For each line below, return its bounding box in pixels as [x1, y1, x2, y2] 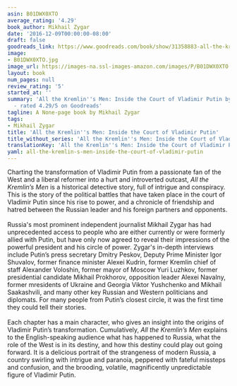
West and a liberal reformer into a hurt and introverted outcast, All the [7, 175, 209, 184]
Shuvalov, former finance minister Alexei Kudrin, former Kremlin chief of [7, 258, 217, 266]
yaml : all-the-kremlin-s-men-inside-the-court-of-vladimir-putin [7, 148, 203, 156]
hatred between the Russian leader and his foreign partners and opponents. [7, 206, 228, 214]
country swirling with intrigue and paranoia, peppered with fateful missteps [7, 356, 226, 364]
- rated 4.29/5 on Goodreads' [13, 103, 102, 110]
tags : [7, 115, 23, 122]
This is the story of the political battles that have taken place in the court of [7, 190, 226, 199]
